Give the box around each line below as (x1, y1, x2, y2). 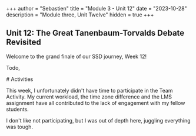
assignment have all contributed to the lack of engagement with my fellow (6, 99, 185, 106)
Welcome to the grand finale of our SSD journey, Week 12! (6, 53, 147, 60)
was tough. (6, 123, 34, 130)
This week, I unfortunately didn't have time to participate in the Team (6, 87, 173, 94)
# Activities (6, 76, 34, 83)
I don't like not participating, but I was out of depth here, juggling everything (6, 117, 191, 124)
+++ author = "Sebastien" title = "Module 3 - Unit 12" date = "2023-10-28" (6, 5, 187, 12)
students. (6, 106, 29, 113)
